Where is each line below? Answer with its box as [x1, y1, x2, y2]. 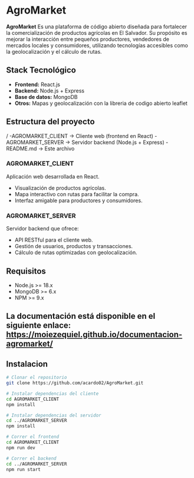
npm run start [6, 466, 41, 472]
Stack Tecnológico [6, 65, 77, 75]
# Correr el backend [6, 455, 57, 461]
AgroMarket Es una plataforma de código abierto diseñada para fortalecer [6, 23, 188, 30]
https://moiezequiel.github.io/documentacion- [6, 329, 183, 339]
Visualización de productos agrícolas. [14, 184, 106, 192]
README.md [6, 145, 37, 152]
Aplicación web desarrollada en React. [6, 173, 100, 180]
